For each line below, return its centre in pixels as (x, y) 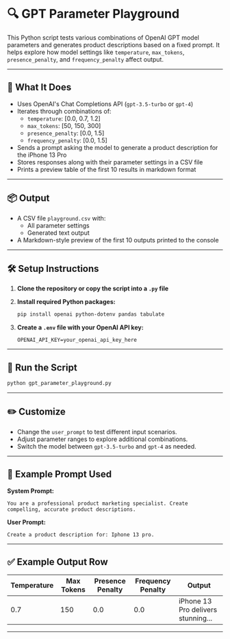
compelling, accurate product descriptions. (72, 509)
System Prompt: (31, 490)
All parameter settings (59, 225)
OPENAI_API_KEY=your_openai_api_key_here (77, 340)
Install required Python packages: (66, 302)
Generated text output (59, 233)
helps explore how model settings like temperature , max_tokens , (96, 52)
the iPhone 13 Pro (42, 155)
